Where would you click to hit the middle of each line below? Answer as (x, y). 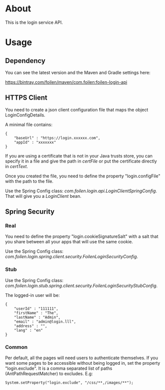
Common (17, 347)
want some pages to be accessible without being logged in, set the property (83, 363)
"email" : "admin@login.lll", (45, 322)
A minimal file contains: (29, 124)
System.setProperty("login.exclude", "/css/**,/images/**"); (69, 383)
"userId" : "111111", (36, 308)
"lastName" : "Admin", (37, 317)
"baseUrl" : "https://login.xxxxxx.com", (57, 138)
